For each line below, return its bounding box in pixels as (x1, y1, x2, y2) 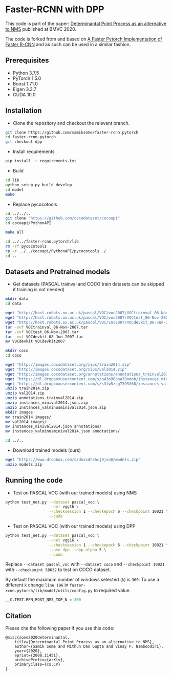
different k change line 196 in (5, 582, 69, 588)
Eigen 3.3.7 (12, 86, 37, 92)
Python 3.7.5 (12, 70, 39, 76)
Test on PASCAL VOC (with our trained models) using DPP (12, 523, 136, 529)
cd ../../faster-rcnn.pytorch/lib (5, 239, 79, 244)
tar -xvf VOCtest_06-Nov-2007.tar (5, 329, 79, 335)
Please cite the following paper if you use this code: (5, 625, 115, 631)
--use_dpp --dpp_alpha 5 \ (49, 547, 106, 552)
